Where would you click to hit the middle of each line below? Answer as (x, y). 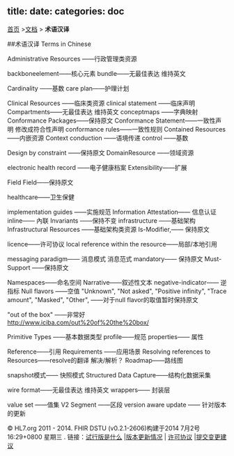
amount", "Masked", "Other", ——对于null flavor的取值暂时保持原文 (103, 299)
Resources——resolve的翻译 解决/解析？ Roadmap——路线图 (95, 360)
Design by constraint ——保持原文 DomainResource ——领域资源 (101, 152)
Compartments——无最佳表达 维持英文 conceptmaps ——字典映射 (103, 111)
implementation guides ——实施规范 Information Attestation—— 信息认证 (112, 212)
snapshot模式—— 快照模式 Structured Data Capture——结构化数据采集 (109, 375)
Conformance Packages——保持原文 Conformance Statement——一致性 (111, 120)
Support (19, 267)
